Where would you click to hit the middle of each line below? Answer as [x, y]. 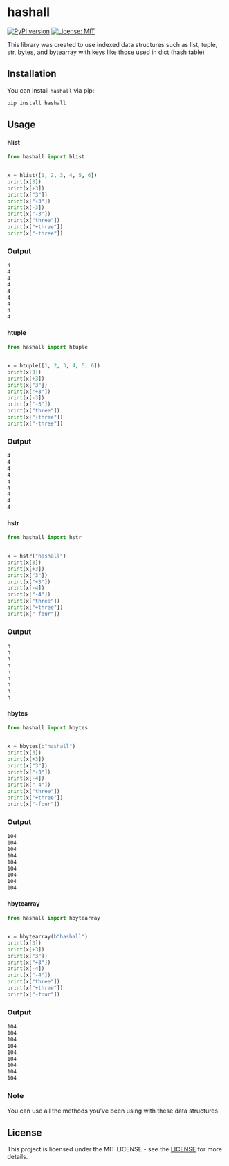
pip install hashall [37, 103]
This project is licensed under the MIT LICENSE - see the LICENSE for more [115, 1149]
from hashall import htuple [48, 347]
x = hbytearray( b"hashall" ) [48, 937]
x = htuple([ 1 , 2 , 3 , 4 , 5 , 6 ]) [54, 366]
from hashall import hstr [44, 538]
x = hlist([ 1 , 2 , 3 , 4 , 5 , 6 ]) [52, 176]
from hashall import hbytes [48, 728]
